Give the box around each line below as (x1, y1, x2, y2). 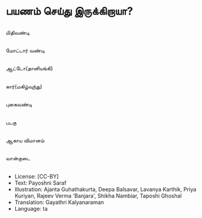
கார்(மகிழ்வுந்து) (5, 83, 43, 90)
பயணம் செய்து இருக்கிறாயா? (5, 4, 133, 18)
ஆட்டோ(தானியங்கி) (5, 65, 53, 72)
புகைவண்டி (5, 101, 33, 108)
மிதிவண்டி (5, 29, 30, 36)
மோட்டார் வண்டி (5, 47, 45, 54)
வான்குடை (5, 155, 31, 162)
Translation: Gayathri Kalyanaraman (14, 199, 105, 206)
